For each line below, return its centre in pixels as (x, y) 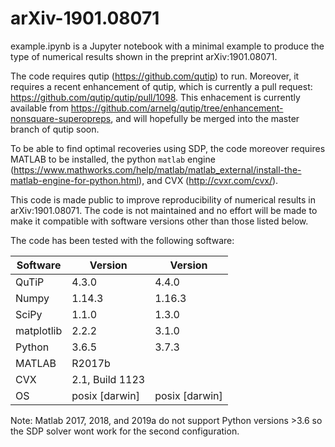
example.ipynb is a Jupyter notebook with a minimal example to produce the (167, 46)
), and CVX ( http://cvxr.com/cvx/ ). (208, 180)
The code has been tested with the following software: (122, 240)
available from (39, 108)
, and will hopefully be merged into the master (205, 118)
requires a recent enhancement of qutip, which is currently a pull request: (161, 86)
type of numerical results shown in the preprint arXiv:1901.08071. (144, 56)
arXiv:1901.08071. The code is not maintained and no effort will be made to (164, 210)
